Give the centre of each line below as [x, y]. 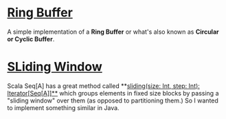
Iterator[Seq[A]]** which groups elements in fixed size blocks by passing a [113, 93]
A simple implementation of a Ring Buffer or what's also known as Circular [113, 32]
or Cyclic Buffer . [31, 39]
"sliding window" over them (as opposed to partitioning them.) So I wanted [113, 100]
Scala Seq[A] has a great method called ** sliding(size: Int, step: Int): [104, 86]
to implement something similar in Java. [63, 107]
